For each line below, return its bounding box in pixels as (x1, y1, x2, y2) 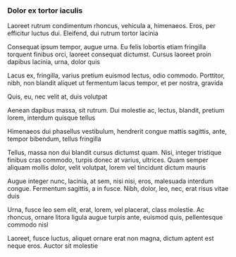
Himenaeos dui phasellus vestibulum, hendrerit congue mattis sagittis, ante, (7, 127, 228, 136)
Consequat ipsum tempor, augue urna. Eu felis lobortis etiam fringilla (7, 43, 206, 51)
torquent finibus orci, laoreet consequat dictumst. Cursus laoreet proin (7, 50, 211, 58)
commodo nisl (7, 220, 49, 229)
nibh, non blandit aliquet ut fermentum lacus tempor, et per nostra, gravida (7, 79, 223, 87)
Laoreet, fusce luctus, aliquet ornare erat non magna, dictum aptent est (7, 234, 214, 243)
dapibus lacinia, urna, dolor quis (7, 58, 101, 66)
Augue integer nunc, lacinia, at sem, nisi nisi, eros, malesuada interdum (7, 177, 213, 185)
